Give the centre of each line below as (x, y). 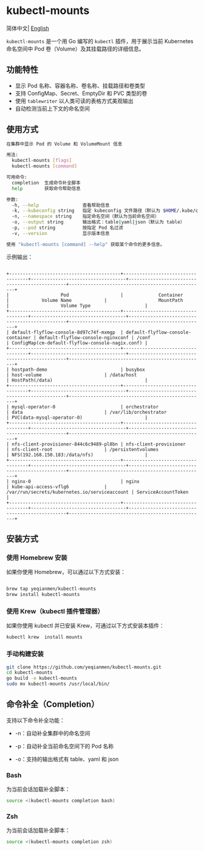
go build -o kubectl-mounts (42, 678)
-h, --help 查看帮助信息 (61, 205)
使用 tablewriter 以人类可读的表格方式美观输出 (74, 100)
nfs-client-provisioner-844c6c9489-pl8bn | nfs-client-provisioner (99, 444)
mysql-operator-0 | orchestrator (85, 407)
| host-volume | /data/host (72, 375)
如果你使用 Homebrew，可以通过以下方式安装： (66, 572)
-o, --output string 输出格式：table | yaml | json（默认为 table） (98, 222)
